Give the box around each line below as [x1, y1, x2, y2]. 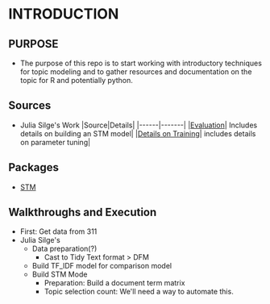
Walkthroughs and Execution [8, 206, 157, 219]
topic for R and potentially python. [19, 76, 133, 85]
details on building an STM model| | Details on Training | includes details [19, 128, 256, 138]
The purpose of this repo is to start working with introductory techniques [19, 58, 262, 68]
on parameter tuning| [19, 137, 91, 147]
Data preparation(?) [31, 244, 98, 254]
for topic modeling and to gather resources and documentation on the [19, 67, 252, 77]
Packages [8, 160, 59, 174]
